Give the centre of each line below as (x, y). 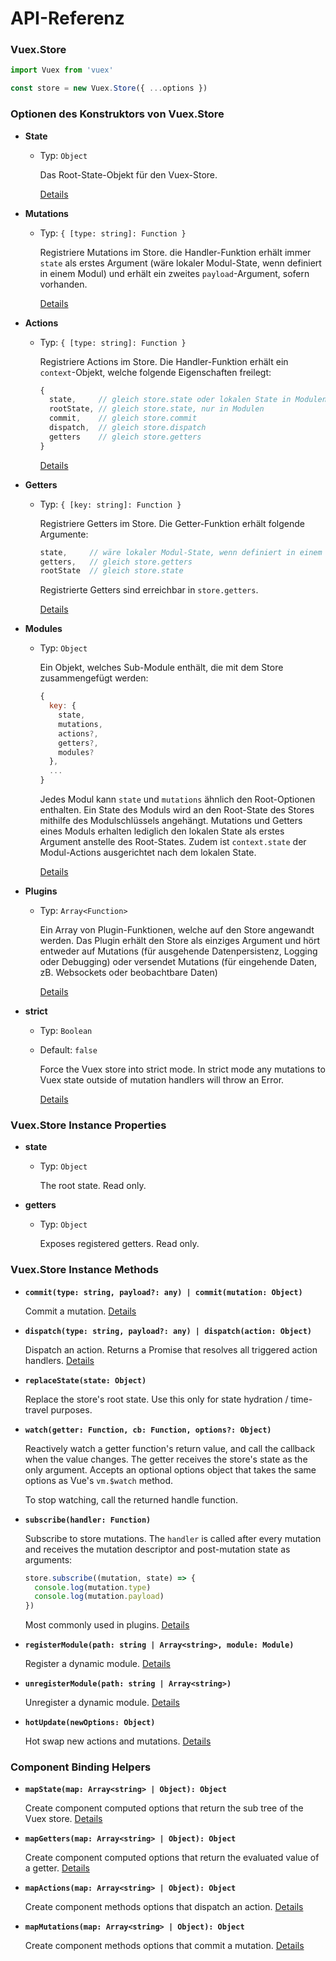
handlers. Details (59, 1360)
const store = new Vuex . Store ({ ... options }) (109, 88)
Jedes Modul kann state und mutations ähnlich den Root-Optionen (177, 799)
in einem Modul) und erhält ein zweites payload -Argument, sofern (174, 273)
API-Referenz (67, 18)
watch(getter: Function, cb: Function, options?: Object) (148, 1430)
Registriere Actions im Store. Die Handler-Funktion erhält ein (164, 361)
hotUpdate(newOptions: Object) (90, 1723)
